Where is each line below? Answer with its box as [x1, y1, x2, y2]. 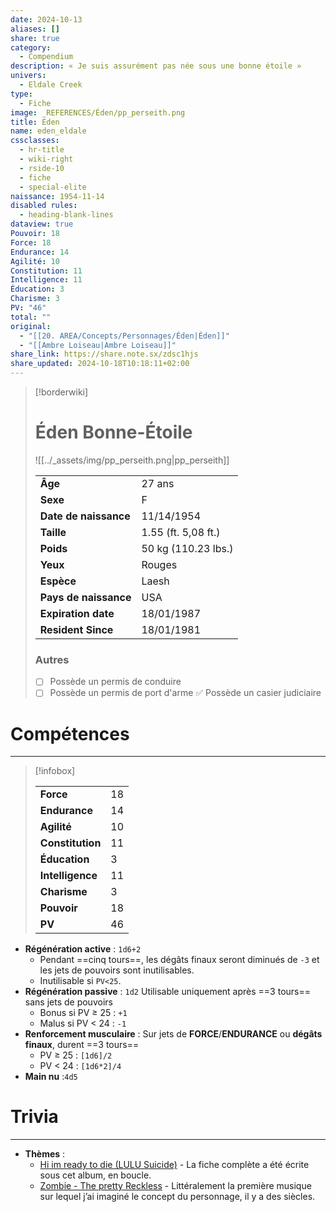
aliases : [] [10, 24, 60, 34]
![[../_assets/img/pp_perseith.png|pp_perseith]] [34, 454, 230, 466]
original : [10, 321, 52, 331]
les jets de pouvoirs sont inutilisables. [39, 964, 195, 976]
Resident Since [39, 622, 114, 636]
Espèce [39, 574, 77, 588]
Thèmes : [24, 1148, 66, 1160]
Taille [39, 525, 67, 539]
